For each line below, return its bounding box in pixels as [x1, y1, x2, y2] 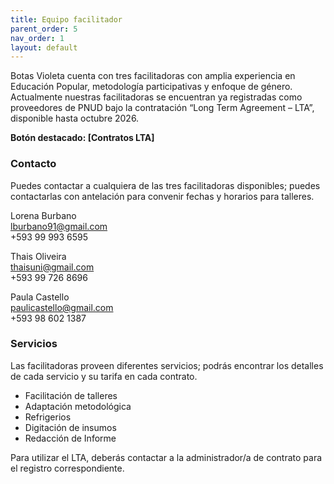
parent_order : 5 [10, 24, 78, 34]
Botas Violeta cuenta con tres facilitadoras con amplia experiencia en [10, 70, 296, 82]
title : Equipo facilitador [10, 14, 123, 25]
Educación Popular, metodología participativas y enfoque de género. [10, 81, 293, 93]
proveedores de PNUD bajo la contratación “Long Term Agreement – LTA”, [10, 102, 315, 114]
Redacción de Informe [24, 432, 117, 444]
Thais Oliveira [10, 250, 67, 262]
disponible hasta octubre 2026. [10, 112, 140, 125]
